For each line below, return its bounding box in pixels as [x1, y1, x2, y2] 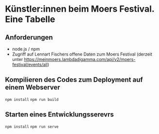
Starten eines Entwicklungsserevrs [5, 111, 114, 119]
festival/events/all [12, 62, 48, 67]
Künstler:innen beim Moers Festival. [5, 3, 155, 15]
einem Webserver [5, 83, 60, 92]
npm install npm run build [5, 97, 59, 102]
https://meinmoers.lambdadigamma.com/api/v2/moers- [24, 57, 136, 62]
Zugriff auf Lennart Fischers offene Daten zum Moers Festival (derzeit [12, 51, 152, 57]
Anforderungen [5, 33, 53, 41]
